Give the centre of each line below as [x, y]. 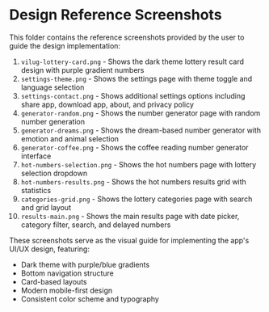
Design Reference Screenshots [116, 15]
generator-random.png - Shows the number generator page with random [141, 113]
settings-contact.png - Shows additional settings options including [133, 95]
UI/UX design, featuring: [49, 249]
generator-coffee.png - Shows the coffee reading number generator [134, 147]
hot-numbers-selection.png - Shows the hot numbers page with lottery [139, 164]
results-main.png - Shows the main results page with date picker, [130, 216]
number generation [53, 121]
